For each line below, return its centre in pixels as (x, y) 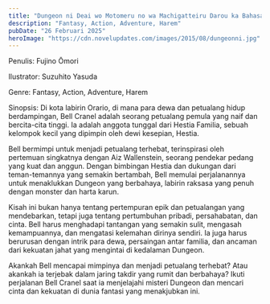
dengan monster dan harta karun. (63, 192)
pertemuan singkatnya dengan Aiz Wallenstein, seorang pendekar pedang (131, 158)
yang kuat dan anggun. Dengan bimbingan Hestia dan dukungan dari (122, 166)
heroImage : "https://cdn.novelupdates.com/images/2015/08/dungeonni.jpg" (135, 38)
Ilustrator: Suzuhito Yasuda (53, 76)
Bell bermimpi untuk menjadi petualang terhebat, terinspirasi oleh (117, 149)
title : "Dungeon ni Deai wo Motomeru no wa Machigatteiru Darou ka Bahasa (136, 16)
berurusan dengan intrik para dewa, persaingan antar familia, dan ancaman (133, 241)
